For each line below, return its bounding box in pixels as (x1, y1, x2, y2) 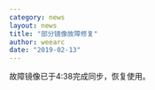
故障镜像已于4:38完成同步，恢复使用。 (9, 71, 151, 82)
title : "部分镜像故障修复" (9, 29, 98, 38)
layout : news (9, 21, 58, 30)
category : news (9, 12, 66, 22)
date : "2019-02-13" (9, 46, 81, 55)
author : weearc (9, 37, 66, 47)
